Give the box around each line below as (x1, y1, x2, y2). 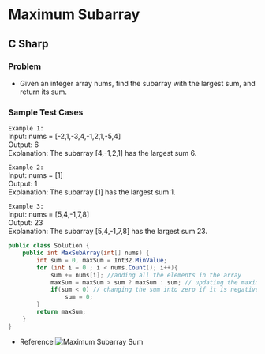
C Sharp (8, 37, 49, 51)
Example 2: (8, 164, 44, 171)
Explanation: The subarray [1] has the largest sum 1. (8, 187, 176, 197)
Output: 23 (8, 218, 43, 228)
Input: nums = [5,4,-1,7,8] (8, 209, 90, 219)
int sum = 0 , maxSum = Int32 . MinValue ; (36, 256, 168, 264)
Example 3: (8, 203, 44, 211)
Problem (8, 61, 42, 72)
